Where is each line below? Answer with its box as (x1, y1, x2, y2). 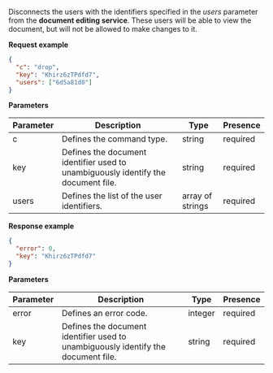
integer (188, 307, 215, 319)
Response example (8, 221, 75, 231)
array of (181, 190, 213, 202)
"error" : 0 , (15, 245, 57, 253)
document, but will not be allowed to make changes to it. (8, 24, 197, 33)
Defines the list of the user (61, 190, 162, 202)
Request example (8, 40, 69, 50)
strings (181, 201, 209, 212)
